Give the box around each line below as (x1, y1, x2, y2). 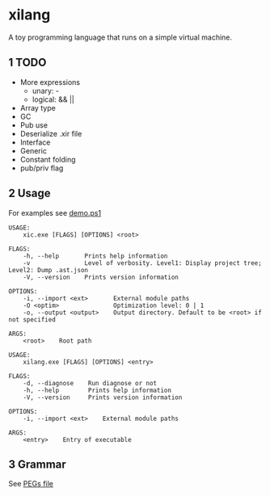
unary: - (32, 86, 59, 95)
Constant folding (19, 154, 76, 164)
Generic (19, 145, 47, 155)
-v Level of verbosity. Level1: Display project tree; (23, 259, 263, 267)
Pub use (19, 120, 49, 130)
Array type (19, 103, 57, 112)
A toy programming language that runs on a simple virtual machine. (8, 32, 233, 42)
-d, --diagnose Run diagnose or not (23, 379, 158, 387)
